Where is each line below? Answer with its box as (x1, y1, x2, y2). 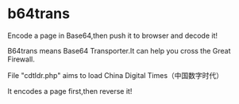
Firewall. (7, 54, 35, 64)
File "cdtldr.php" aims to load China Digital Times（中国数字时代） (7, 70, 224, 80)
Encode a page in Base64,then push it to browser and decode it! (7, 31, 218, 40)
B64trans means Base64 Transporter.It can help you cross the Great (7, 46, 231, 55)
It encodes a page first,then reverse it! (7, 86, 133, 95)
